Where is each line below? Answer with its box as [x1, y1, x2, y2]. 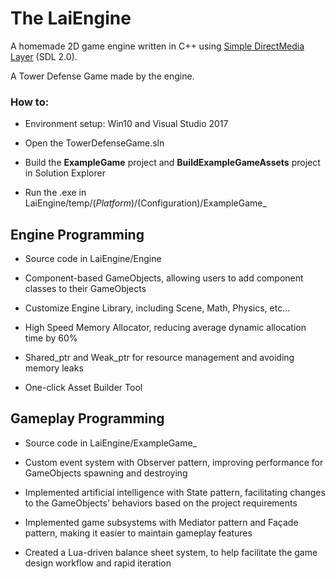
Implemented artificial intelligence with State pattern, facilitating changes [24, 486, 326, 498]
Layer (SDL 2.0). [10, 50, 78, 62]
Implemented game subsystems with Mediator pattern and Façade [24, 516, 299, 528]
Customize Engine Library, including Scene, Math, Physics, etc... [24, 302, 291, 314]
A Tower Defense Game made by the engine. [10, 70, 195, 82]
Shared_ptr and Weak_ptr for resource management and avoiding [24, 352, 295, 364]
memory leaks [24, 362, 84, 374]
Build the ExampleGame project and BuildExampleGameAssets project [24, 157, 321, 169]
